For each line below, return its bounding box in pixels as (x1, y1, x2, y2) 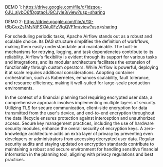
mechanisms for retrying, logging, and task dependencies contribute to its (5, 49, 154, 55)
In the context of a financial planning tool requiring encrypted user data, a (5, 94, 153, 100)
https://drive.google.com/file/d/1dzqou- (23, 4, 103, 10)
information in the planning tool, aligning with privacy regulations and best (5, 151, 154, 157)
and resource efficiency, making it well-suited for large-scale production (5, 80, 150, 86)
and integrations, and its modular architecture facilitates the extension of (5, 59, 151, 65)
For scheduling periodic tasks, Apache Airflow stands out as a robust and (5, 34, 152, 39)
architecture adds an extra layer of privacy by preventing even (28, 131, 153, 136)
